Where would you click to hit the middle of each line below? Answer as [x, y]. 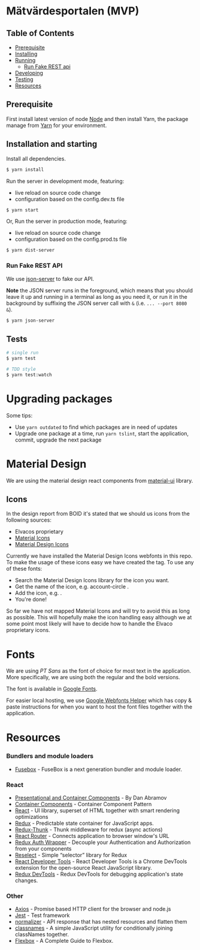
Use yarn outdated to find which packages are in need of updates [96, 427]
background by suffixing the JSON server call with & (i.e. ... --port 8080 [97, 303]
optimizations [32, 817]
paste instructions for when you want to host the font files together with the [99, 707]
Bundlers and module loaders [50, 756]
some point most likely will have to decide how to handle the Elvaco [90, 624]
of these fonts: [24, 569]
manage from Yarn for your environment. [57, 125]
